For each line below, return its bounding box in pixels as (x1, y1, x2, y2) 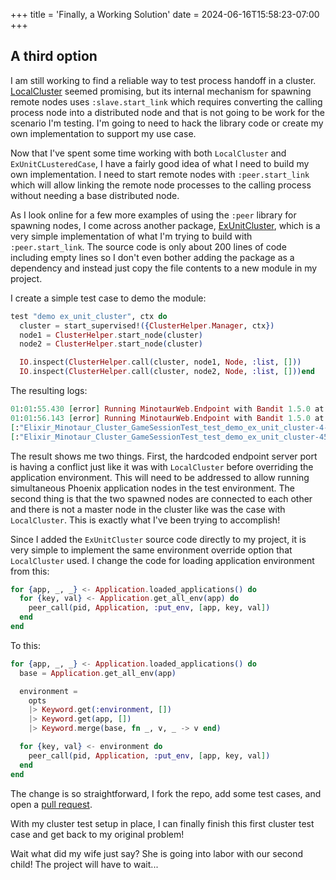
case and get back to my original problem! (10, 828, 185, 840)
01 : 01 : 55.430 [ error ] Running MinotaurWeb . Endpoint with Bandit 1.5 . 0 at (10, 404, 325, 414)
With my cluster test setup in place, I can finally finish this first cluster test (10, 817, 315, 829)
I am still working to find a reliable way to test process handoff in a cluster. (10, 74, 317, 86)
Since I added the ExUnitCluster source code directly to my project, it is (10, 533, 307, 545)
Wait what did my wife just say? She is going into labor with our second (10, 847, 304, 859)
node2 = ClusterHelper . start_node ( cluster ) (19, 339, 203, 349)
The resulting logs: (10, 385, 88, 397)
